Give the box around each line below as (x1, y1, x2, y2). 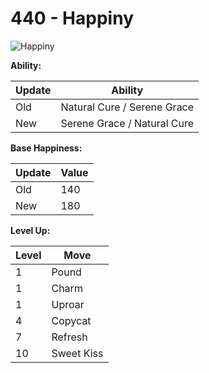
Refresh (51, 330, 88, 344)
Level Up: (10, 224, 51, 236)
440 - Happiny (10, 7, 134, 30)
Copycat (51, 313, 92, 327)
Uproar (51, 297, 85, 311)
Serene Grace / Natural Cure (60, 116, 195, 130)
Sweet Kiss (51, 346, 104, 360)
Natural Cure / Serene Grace (60, 100, 195, 114)
